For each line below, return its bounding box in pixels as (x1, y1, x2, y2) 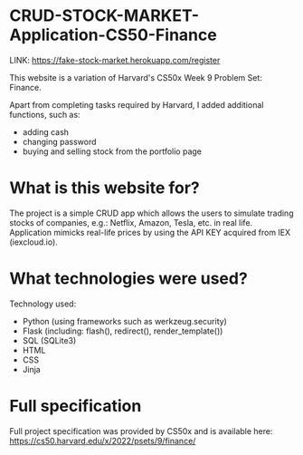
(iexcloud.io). (9, 237, 59, 247)
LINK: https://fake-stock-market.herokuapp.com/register (9, 54, 221, 65)
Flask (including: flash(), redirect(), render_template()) (22, 325, 223, 336)
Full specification (9, 396, 142, 416)
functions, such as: (9, 109, 80, 120)
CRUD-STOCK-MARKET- (9, 5, 200, 26)
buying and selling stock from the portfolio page (22, 146, 202, 157)
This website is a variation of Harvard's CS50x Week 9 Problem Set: (9, 72, 262, 82)
